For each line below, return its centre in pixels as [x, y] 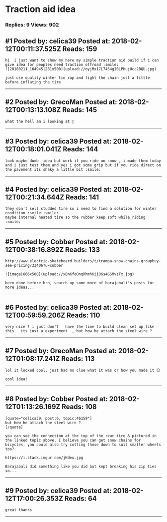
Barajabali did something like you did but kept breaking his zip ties [81, 466]
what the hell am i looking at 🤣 [40, 121]
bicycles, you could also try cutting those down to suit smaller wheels [83, 445]
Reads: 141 [82, 197]
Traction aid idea [41, 9]
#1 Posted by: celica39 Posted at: [58, 41]
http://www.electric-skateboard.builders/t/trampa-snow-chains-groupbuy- [83, 261]
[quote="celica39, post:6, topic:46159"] [49, 418]
